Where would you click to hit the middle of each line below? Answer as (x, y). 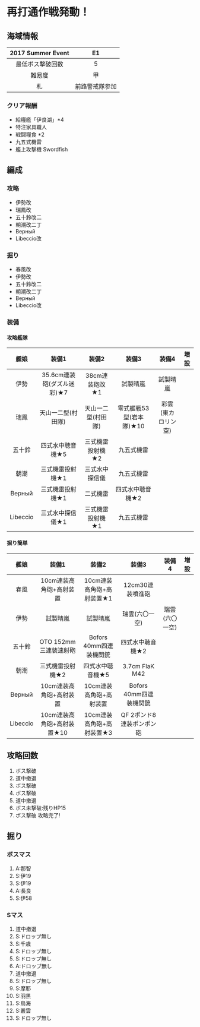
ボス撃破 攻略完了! (38, 816)
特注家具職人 (31, 127)
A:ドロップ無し (34, 966)
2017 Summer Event (40, 53)
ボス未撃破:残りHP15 (41, 808)
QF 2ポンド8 (139, 715)
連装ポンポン (138, 723)
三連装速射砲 (58, 650)
